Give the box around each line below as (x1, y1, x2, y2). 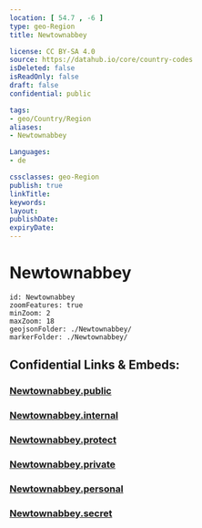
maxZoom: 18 (9, 316, 55, 326)
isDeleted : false (9, 64, 76, 73)
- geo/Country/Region (9, 114, 92, 123)
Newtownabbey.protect (9, 434, 116, 447)
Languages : (9, 148, 51, 157)
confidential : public (9, 88, 92, 98)
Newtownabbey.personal (9, 482, 124, 495)
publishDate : (9, 215, 59, 224)
